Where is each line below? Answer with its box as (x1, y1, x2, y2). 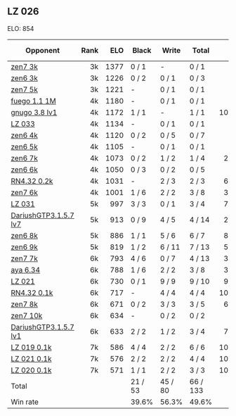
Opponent (25, 45, 60, 55)
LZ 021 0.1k (11, 353, 52, 363)
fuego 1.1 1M (11, 96, 56, 106)
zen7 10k (11, 310, 43, 320)
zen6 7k (11, 153, 39, 163)
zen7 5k (11, 84, 39, 94)
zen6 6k (11, 165, 39, 175)
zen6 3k (11, 73, 39, 83)
